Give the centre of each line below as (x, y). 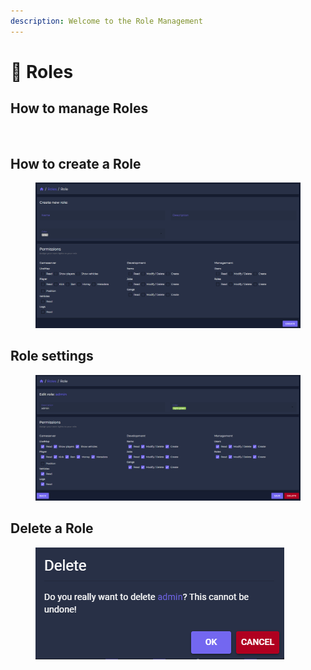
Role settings (52, 356)
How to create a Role (76, 164)
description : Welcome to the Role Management (106, 21)
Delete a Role (52, 528)
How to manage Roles (79, 108)
